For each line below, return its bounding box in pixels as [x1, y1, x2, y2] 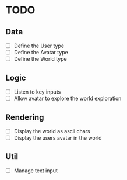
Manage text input [13, 167, 58, 174]
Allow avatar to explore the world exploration [13, 95, 122, 102]
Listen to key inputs [13, 88, 61, 95]
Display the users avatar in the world [13, 134, 103, 141]
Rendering [5, 112, 44, 122]
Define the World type [13, 56, 68, 63]
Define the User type [13, 42, 65, 49]
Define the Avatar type [13, 49, 68, 56]
